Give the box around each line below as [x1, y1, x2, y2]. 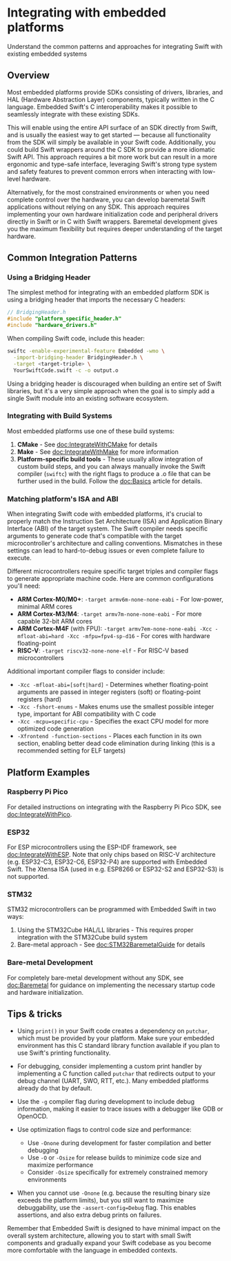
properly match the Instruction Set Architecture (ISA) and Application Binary [7, 517, 223, 526]
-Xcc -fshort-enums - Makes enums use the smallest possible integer [17, 702, 214, 711]
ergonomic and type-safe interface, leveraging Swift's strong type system [7, 160, 217, 168]
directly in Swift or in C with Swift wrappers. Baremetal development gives [7, 217, 218, 226]
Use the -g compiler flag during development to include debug [17, 1097, 195, 1105]
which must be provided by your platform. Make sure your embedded [17, 1033, 215, 1042]
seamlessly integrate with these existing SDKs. [7, 110, 140, 118]
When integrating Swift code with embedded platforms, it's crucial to [7, 510, 203, 518]
